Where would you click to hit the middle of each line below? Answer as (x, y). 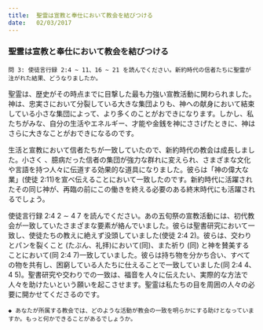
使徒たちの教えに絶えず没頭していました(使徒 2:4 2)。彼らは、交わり (140, 235)
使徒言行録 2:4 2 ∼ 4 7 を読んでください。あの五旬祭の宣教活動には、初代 (128, 215)
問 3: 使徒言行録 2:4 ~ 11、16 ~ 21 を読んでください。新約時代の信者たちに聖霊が (130, 70)
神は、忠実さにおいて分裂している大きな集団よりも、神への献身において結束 (131, 104)
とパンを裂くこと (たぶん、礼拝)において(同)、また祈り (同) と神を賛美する (129, 245)
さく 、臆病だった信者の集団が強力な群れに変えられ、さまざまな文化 (140, 159)
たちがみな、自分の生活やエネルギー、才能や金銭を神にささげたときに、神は (132, 123)
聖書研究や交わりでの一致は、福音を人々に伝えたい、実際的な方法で (138, 274)
